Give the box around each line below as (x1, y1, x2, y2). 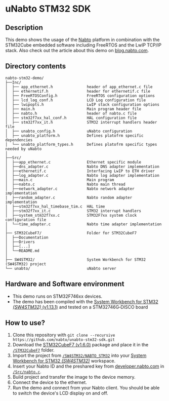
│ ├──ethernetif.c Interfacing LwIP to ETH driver (5, 168, 155, 174)
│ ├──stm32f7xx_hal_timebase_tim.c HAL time (5, 204, 105, 209)
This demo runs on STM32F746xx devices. (12, 293, 103, 299)
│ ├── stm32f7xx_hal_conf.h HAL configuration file (5, 115, 137, 121)
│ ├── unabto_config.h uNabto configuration (5, 129, 133, 134)
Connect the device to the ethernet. (12, 379, 87, 385)
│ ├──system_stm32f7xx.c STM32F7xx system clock (5, 213, 137, 218)
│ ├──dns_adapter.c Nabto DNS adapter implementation (5, 164, 159, 169)
